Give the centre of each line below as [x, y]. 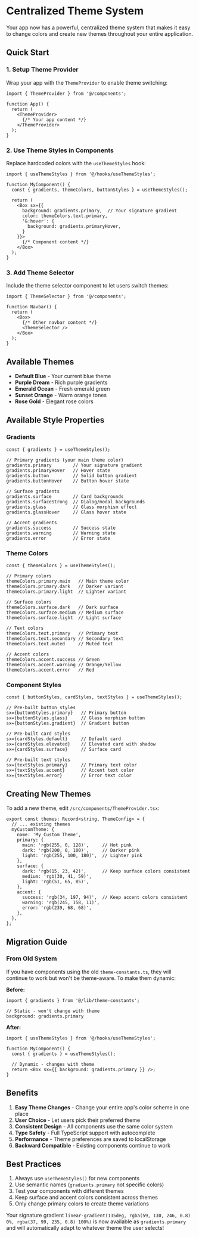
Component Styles [34, 685]
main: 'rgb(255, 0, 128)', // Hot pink [77, 845]
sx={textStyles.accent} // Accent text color [70, 771]
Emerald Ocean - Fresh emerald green [62, 389]
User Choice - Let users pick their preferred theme [77, 1120]
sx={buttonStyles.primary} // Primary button [66, 713]
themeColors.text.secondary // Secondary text [65, 639]
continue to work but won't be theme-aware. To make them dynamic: [91, 978]
